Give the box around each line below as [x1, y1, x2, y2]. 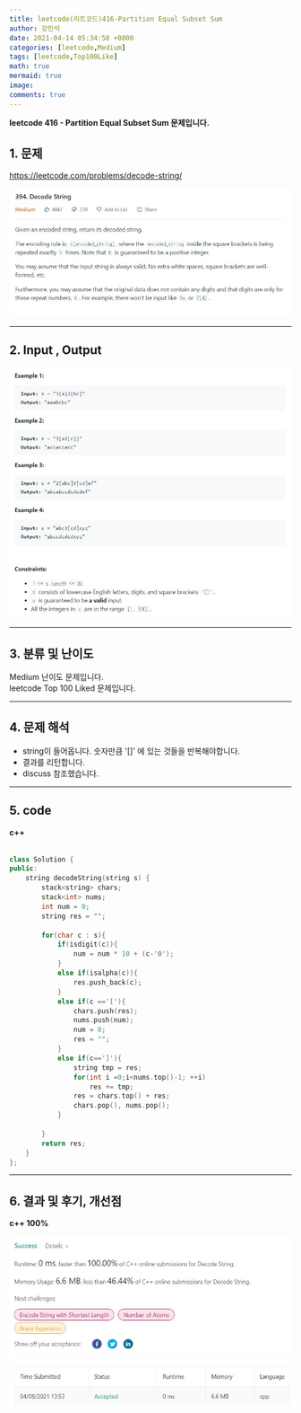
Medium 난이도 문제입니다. [9, 672, 105, 683]
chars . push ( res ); [73, 1006, 139, 1015]
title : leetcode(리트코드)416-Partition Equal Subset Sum [9, 14, 223, 23]
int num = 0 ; [41, 902, 90, 911]
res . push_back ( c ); [73, 977, 142, 987]
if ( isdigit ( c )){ [56, 940, 118, 949]
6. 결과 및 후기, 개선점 [9, 1193, 123, 1208]
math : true [9, 62, 50, 71]
